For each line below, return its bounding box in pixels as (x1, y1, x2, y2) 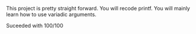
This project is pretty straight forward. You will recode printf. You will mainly (6, 5, 190, 12)
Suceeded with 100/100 (6, 22, 64, 29)
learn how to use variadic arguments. (6, 11, 97, 18)
